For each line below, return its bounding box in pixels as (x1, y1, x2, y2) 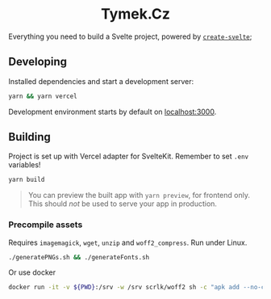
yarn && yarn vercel (8, 92, 78, 100)
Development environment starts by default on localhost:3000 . (8, 107, 217, 116)
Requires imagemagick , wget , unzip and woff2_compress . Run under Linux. (8, 238, 248, 247)
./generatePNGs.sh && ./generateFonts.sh (8, 253, 150, 261)
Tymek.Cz (100, 5, 171, 23)
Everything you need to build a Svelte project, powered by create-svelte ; (8, 32, 252, 41)
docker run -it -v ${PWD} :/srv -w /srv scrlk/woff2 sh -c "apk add (8, 284, 240, 292)
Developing (8, 55, 67, 69)
